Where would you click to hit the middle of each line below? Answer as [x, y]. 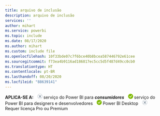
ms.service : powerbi [26, 31]
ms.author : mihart [23, 46]
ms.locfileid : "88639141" [31, 82]
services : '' [18, 20]
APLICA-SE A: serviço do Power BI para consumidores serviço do [80, 97]
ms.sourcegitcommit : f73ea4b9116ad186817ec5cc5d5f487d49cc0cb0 [70, 61]
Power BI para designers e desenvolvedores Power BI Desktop [72, 103]
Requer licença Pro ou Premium [36, 108]
